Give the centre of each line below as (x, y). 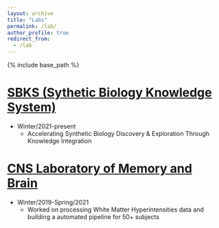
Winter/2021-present (46, 126)
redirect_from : (29, 39)
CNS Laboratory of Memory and (100, 169)
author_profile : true (38, 33)
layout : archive (30, 13)
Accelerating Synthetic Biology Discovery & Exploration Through (118, 133)
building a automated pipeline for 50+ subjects (93, 216)
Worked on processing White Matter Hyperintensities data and (116, 209)
